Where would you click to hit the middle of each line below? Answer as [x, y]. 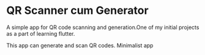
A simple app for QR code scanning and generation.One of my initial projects [103, 27]
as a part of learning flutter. [41, 33]
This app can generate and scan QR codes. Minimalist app [80, 45]
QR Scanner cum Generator [77, 11]
